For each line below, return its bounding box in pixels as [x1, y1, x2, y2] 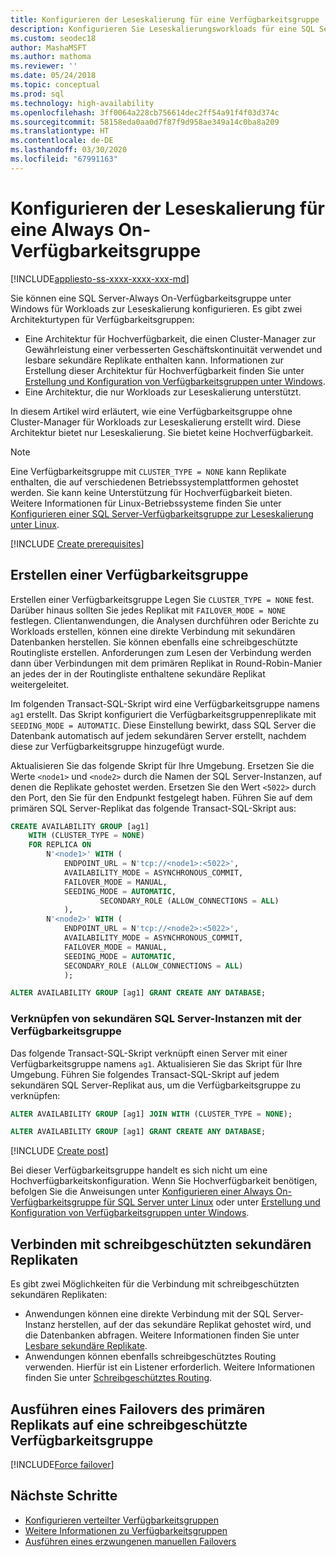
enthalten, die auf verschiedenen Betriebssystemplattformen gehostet [10, 476, 299, 488]
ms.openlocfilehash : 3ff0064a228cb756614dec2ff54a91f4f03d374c [10, 107, 280, 118]
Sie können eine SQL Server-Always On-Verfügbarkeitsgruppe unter [10, 292, 292, 304]
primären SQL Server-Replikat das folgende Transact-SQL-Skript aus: [10, 802, 297, 814]
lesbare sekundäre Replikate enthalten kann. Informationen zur [24, 354, 284, 366]
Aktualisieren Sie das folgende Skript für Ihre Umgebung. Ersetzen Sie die [10, 759, 315, 771]
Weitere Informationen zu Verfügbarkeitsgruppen [24, 1524, 228, 1536]
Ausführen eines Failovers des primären [10, 1401, 266, 1418]
